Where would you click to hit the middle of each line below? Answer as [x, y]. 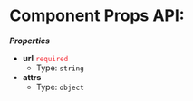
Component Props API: [97, 16]
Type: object [60, 87]
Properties [30, 41]
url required [45, 58]
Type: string [60, 68]
